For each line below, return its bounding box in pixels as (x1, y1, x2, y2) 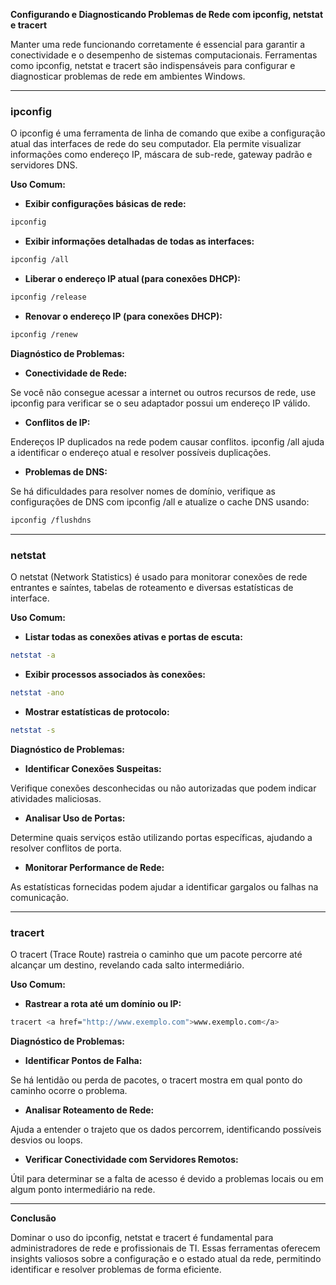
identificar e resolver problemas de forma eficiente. (10, 1263, 222, 1275)
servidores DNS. (10, 159, 78, 171)
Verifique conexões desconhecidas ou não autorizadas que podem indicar (10, 782, 317, 794)
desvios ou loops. (10, 1134, 83, 1146)
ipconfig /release (10, 292, 87, 303)
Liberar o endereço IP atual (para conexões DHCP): (24, 273, 241, 285)
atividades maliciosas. (10, 792, 102, 804)
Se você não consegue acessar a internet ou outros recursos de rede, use (10, 386, 317, 398)
